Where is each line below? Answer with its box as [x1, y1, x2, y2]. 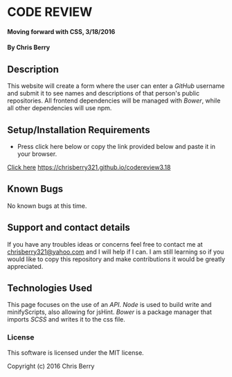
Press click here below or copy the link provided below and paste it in [17, 143, 216, 150]
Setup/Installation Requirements [7, 124, 150, 136]
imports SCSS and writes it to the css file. [7, 315, 126, 324]
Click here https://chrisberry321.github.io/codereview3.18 [7, 164, 171, 171]
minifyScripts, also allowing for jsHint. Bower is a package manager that [7, 308, 213, 316]
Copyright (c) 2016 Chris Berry [7, 362, 95, 370]
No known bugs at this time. [7, 202, 87, 210]
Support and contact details [7, 222, 130, 234]
